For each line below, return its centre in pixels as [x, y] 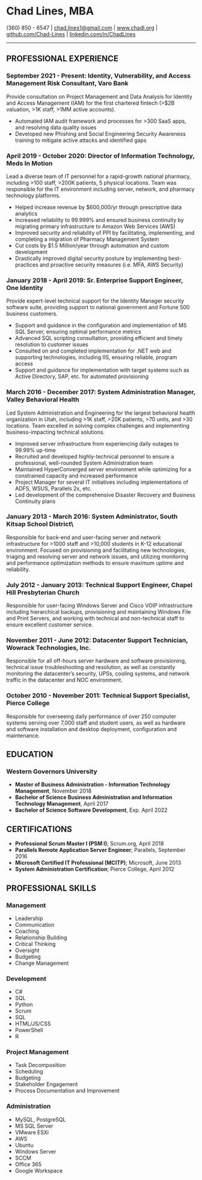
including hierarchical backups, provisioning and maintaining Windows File [99, 612]
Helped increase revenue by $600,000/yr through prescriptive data [98, 207]
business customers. [32, 314]
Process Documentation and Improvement [67, 1091]
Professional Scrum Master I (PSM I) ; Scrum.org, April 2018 [89, 844]
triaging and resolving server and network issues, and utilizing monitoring [97, 556]
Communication [35, 924]
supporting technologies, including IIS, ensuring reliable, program [96, 357]
